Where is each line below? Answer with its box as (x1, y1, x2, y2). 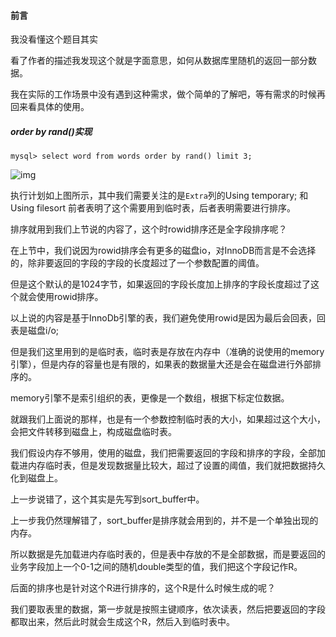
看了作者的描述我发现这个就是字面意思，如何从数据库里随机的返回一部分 (10, 55, 308, 67)
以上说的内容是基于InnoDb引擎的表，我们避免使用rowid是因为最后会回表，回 (10, 312, 326, 324)
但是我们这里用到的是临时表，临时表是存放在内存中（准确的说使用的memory (10, 346, 325, 358)
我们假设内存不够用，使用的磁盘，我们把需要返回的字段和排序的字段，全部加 (10, 447, 326, 459)
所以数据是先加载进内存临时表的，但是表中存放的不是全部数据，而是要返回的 (10, 548, 326, 560)
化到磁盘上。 (10, 472, 63, 484)
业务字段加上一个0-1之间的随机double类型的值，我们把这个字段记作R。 (10, 561, 303, 573)
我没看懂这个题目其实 (10, 33, 98, 45)
